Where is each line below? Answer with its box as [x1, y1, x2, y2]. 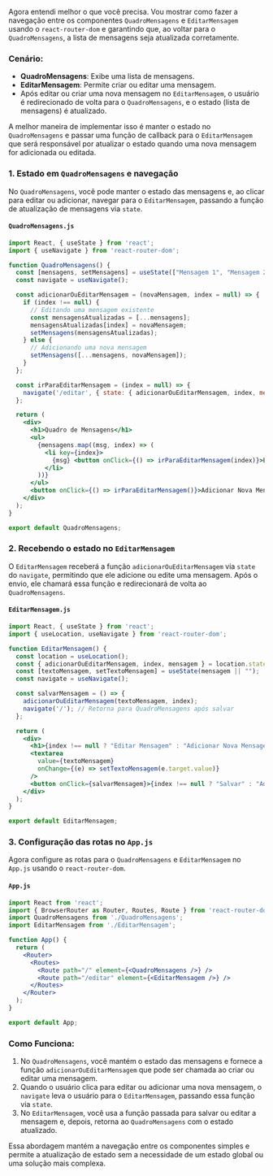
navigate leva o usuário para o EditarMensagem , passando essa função [19, 1091, 255, 1100]
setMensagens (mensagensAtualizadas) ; [29, 328, 158, 336]
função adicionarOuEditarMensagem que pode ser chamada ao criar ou [19, 1065, 254, 1075]
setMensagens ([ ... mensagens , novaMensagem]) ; [29, 351, 187, 360]
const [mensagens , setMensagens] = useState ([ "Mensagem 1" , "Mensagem [15, 268, 260, 277]
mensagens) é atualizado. [19, 106, 107, 116]
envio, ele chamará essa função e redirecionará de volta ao [8, 579, 207, 588]
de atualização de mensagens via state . [8, 203, 143, 214]
